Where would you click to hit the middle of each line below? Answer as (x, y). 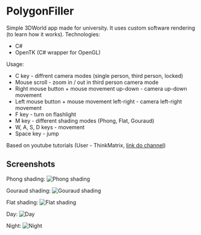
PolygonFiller (40, 11)
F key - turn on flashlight (46, 114)
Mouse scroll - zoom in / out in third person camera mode (87, 82)
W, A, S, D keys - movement (50, 127)
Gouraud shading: (29, 190)
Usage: (15, 64)
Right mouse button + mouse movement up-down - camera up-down (101, 88)
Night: (14, 225)
